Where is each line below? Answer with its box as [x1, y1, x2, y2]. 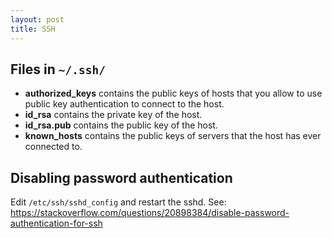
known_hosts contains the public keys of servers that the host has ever [24, 130, 322, 142]
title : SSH [10, 24, 56, 34]
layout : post [10, 14, 65, 25]
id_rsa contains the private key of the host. [24, 109, 203, 121]
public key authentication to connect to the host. [24, 98, 225, 110]
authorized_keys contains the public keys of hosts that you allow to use [24, 87, 323, 100]
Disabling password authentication [10, 169, 233, 186]
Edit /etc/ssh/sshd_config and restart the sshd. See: [10, 196, 227, 208]
